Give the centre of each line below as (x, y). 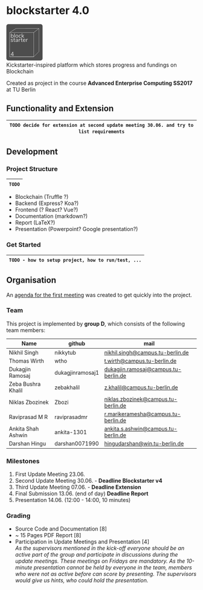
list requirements (101, 132)
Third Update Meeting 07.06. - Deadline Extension (78, 487)
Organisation (31, 280)
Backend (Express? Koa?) (47, 203)
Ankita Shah (24, 429)
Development (32, 152)
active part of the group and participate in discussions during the (96, 555)
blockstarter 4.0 (48, 11)
